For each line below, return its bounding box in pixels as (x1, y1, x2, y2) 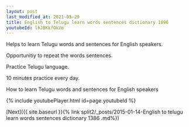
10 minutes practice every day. (6, 75, 80, 82)
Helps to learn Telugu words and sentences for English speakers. (6, 41, 163, 48)
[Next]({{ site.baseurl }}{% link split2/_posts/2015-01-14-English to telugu (6, 108, 183, 115)
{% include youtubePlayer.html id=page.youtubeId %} (6, 97, 136, 104)
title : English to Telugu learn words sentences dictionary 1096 (6, 19, 169, 25)
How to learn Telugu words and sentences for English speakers (6, 86, 159, 93)
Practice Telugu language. (6, 63, 69, 70)
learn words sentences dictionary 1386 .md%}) (6, 115, 120, 122)
